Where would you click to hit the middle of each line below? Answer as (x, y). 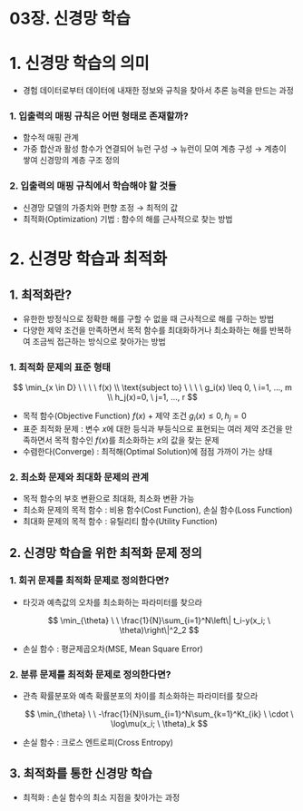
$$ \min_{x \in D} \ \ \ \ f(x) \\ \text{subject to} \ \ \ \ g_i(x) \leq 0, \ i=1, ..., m (152, 387)
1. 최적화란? (41, 295)
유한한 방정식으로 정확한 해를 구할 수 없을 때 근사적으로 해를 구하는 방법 (148, 318)
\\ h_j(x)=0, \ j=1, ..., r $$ (152, 397)
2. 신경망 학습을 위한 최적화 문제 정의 (106, 553)
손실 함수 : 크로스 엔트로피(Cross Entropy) (98, 743)
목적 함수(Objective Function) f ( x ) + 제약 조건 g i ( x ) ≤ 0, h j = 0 (134, 416)
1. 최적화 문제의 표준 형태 (60, 366)
